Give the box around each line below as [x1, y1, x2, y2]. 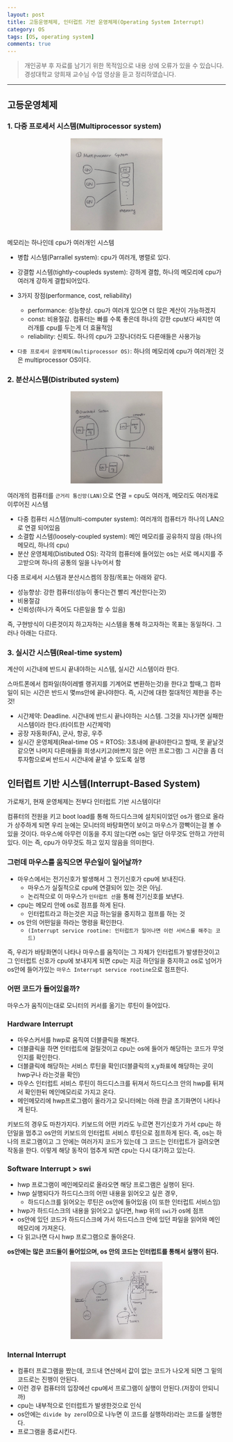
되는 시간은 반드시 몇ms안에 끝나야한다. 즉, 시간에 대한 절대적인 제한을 [19, 689, 210, 697]
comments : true [7, 40, 51, 48]
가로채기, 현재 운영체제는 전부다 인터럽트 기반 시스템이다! [7, 797, 161, 806]
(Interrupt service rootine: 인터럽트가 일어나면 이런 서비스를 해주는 [27, 927, 213, 934]
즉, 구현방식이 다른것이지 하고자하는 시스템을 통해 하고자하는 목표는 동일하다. [7, 620, 215, 629]
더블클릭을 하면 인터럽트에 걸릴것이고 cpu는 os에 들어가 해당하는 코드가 [17, 1044, 212, 1053]
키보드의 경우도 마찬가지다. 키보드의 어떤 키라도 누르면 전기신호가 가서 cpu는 [7, 1120, 214, 1128]
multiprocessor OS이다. [24, 355, 92, 364]
